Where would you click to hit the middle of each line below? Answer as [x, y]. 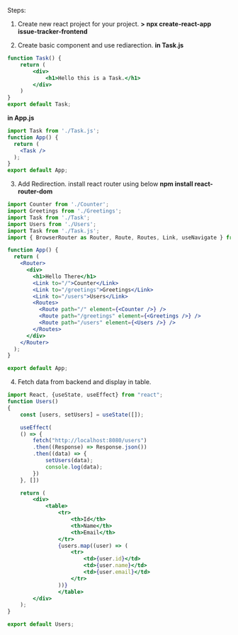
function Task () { [34, 58]
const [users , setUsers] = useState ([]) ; [82, 415]
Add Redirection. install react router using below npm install [105, 184]
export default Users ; [41, 624]
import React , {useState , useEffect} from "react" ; [85, 395]
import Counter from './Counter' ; [58, 205]
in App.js [21, 118]
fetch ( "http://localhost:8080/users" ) [90, 441]
